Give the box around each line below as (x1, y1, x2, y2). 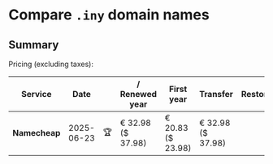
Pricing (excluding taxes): (8, 59, 94, 69)
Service (21, 89, 52, 99)
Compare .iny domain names (8, 6, 210, 24)
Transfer (198, 89, 234, 99)
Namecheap (12, 128, 61, 138)
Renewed (119, 89, 157, 99)
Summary (8, 38, 59, 52)
